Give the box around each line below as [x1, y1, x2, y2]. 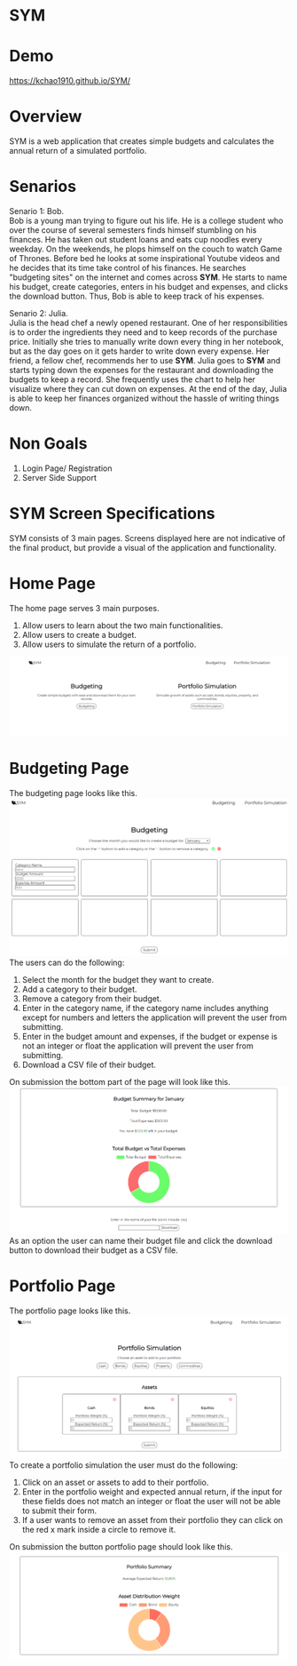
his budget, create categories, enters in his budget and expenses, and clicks [9, 282, 288, 291]
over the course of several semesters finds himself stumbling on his [9, 225, 257, 235]
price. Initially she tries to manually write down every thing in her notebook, [9, 337, 284, 347]
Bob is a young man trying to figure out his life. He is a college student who [9, 215, 284, 226]
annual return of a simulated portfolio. [9, 146, 147, 156]
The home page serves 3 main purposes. [9, 602, 160, 613]
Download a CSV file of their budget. [21, 1059, 157, 1071]
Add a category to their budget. [21, 984, 137, 995]
